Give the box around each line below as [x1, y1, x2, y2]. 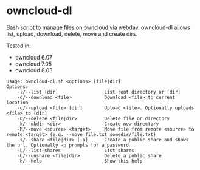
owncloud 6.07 [15, 53, 53, 61]
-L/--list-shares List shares [17, 147, 135, 154]
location [6, 100, 29, 106]
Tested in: [6, 42, 32, 49]
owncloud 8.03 [15, 66, 53, 73]
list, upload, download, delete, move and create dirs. [6, 30, 138, 37]
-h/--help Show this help [17, 158, 143, 164]
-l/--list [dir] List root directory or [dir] [17, 89, 181, 95]
